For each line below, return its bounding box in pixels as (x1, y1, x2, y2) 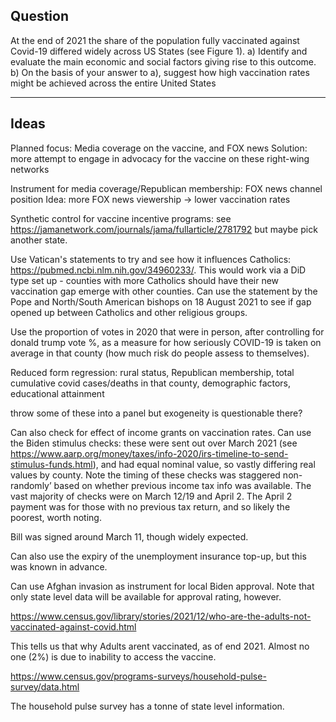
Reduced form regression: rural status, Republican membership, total (10, 366, 295, 378)
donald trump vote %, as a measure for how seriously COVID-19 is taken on (10, 336, 322, 348)
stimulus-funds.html (10, 458, 93, 470)
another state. (10, 234, 68, 246)
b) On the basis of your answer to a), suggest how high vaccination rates (10, 66, 310, 78)
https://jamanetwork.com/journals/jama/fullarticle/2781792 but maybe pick (10, 223, 318, 235)
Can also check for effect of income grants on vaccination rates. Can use (10, 426, 312, 438)
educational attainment (10, 387, 105, 399)
